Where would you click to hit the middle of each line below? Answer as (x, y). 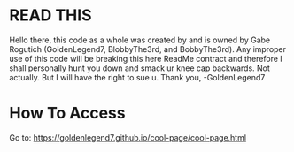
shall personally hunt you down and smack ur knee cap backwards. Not (139, 68)
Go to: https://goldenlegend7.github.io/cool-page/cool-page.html (128, 137)
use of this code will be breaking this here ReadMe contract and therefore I (146, 58)
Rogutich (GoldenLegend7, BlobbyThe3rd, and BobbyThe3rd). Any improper (147, 49)
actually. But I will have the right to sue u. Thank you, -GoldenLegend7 (137, 77)
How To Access (67, 114)
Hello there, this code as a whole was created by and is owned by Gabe (140, 40)
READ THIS (50, 15)
